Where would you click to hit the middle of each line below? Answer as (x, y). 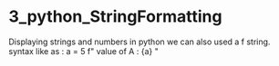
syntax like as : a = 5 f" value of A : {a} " (83, 51)
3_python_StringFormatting (115, 17)
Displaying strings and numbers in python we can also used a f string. (139, 42)
